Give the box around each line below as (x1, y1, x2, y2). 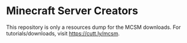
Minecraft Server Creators (6, 4, 138, 18)
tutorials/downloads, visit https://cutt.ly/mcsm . (6, 29, 120, 37)
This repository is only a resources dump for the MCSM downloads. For (6, 24, 181, 31)
